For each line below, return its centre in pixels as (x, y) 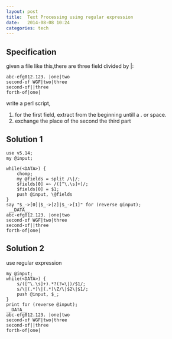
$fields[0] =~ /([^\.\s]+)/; (53, 184)
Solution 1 (25, 139)
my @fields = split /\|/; (49, 179)
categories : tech (27, 28)
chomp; (25, 174)
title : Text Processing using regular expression (70, 17)
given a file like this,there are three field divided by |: (70, 66)
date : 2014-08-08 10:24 (38, 22)
